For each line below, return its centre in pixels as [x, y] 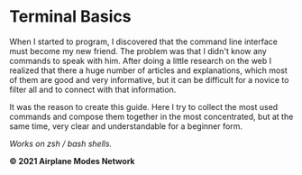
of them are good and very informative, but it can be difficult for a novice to [149, 79]
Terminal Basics [71, 17]
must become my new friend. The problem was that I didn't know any [138, 51]
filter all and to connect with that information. [93, 89]
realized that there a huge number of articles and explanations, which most [149, 70]
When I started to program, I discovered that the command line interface [143, 41]
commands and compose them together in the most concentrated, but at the [151, 116]
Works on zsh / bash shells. [61, 143]
